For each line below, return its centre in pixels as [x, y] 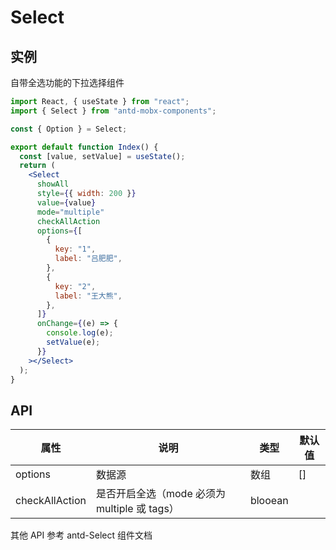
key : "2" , [75, 286]
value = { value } [66, 202]
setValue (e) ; [73, 342]
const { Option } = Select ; [69, 129]
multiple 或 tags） [137, 509]
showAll [53, 184]
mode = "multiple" [70, 212]
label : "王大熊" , [88, 296]
